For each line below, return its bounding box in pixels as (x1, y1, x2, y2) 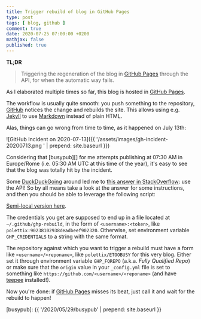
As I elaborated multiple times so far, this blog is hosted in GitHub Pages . (6, 88, 185, 95)
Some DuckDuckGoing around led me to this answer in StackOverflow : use (6, 178, 191, 185)
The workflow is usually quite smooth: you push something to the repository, (6, 99, 195, 107)
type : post (6, 14, 33, 20)
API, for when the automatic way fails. (20, 76, 115, 84)
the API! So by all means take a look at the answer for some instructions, (6, 184, 185, 192)
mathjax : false (6, 37, 44, 42)
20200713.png (6, 142, 42, 149)
